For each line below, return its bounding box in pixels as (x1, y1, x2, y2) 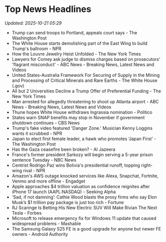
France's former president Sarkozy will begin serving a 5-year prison (11, 151, 153, 158)
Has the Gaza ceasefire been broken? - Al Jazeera (11, 146, 115, 152)
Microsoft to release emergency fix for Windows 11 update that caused (11, 215, 157, 221)
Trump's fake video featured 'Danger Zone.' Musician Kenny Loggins (11, 125, 153, 131)
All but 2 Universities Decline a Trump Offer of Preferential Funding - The (11, 88, 161, 94)
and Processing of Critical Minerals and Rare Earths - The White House (11, 77, 158, 83)
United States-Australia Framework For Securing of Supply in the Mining (11, 72, 160, 78)
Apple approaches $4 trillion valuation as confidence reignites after (11, 183, 150, 189)
